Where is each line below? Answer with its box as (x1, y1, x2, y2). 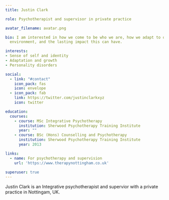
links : (5, 151, 19, 156)
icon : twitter (14, 100, 44, 105)
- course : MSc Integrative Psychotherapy (14, 118, 102, 124)
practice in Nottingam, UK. (5, 189, 60, 195)
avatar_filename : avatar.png (5, 26, 66, 31)
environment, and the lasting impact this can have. (10, 39, 123, 44)
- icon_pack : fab (10, 90, 46, 96)
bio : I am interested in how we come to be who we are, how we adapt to (5, 35, 161, 40)
